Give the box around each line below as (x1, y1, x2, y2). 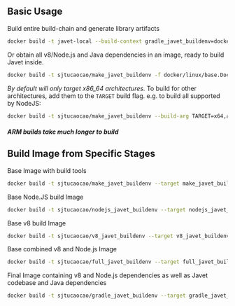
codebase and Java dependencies (7, 279, 107, 287)
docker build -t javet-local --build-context (7, 38, 142, 45)
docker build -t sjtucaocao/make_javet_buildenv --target (7, 180, 180, 187)
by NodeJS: (7, 99, 41, 107)
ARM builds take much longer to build (7, 127, 119, 136)
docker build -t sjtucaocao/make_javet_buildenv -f (7, 71, 161, 78)
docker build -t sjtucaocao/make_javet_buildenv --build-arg (7, 112, 190, 120)
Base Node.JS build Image (7, 193, 84, 201)
